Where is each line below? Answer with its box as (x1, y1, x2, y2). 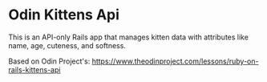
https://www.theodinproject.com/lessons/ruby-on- (91, 56, 259, 66)
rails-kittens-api (8, 64, 61, 74)
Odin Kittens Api (8, 6, 120, 24)
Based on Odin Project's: (8, 56, 91, 66)
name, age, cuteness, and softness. (8, 40, 127, 50)
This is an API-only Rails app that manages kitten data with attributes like (8, 32, 249, 42)
